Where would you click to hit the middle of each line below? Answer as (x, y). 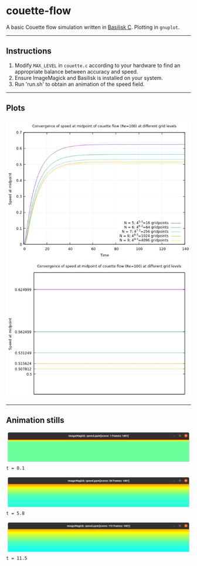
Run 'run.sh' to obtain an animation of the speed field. (79, 84)
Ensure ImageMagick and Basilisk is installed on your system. (89, 78)
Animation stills (35, 420)
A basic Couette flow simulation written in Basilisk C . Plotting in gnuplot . (93, 27)
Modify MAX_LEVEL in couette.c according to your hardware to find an (97, 65)
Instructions (29, 51)
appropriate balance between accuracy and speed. (76, 71)
